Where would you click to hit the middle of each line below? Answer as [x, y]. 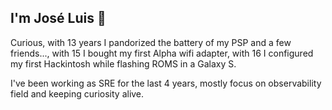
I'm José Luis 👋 [58, 18]
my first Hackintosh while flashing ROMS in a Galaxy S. [123, 63]
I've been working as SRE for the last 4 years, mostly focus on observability [166, 83]
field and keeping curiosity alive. [77, 93]
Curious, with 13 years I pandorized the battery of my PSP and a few [151, 42]
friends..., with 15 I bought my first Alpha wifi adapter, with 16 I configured [162, 53]
